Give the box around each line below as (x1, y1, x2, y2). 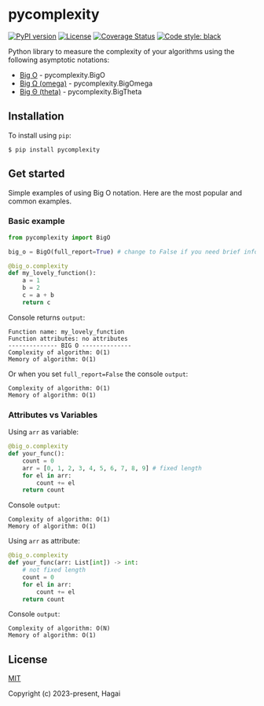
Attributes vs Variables (8, 409, 98, 420)
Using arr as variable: (8, 427, 79, 437)
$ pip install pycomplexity (8, 145, 101, 154)
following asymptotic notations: (8, 55, 110, 64)
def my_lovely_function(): (8, 269, 97, 277)
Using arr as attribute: (8, 536, 80, 546)
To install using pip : (8, 130, 71, 140)
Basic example (8, 216, 65, 227)
